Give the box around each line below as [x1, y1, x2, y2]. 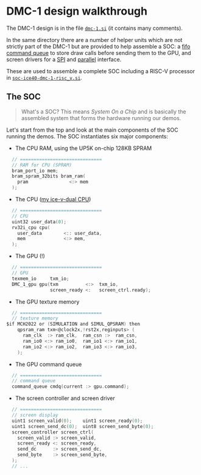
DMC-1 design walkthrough [6, 4, 148, 18]
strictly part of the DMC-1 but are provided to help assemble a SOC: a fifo [6, 43, 191, 50]
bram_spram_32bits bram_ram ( [12, 173, 86, 179]
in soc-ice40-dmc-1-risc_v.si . [6, 74, 82, 81]
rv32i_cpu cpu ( [12, 224, 51, 230]
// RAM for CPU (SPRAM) [12, 162, 72, 168]
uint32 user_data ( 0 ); [12, 218, 67, 225]
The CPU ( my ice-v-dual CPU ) [15, 196, 91, 202]
